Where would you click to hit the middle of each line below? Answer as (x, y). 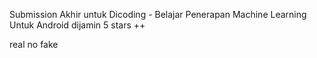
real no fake (34, 44)
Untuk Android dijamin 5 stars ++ (77, 25)
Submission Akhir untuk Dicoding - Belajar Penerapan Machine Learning (158, 14)
